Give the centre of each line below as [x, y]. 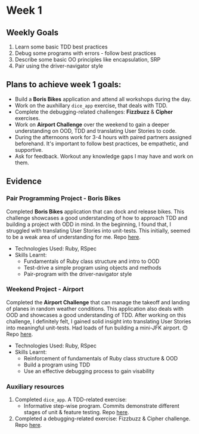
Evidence [24, 181]
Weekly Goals [32, 33]
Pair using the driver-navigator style [59, 66]
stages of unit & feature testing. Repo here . [76, 412]
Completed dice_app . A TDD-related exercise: [71, 400]
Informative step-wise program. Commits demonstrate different [102, 406]
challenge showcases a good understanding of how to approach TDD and [97, 218]
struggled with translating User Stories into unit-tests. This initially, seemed [98, 230]
